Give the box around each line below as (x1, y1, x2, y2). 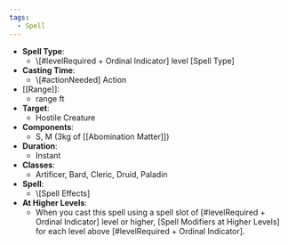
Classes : (21, 159, 55, 170)
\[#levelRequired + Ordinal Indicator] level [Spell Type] (35, 55, 236, 66)
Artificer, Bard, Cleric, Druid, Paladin (35, 168, 168, 179)
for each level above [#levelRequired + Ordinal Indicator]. (35, 225, 245, 236)
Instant (35, 150, 61, 160)
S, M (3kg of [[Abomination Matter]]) (35, 131, 170, 142)
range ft (35, 93, 65, 103)
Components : (21, 121, 74, 132)
